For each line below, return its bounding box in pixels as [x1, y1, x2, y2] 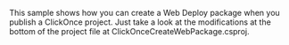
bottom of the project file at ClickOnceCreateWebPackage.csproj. [9, 26, 250, 36]
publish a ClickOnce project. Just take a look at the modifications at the [9, 17, 272, 27]
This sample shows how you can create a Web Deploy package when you [9, 8, 281, 18]
